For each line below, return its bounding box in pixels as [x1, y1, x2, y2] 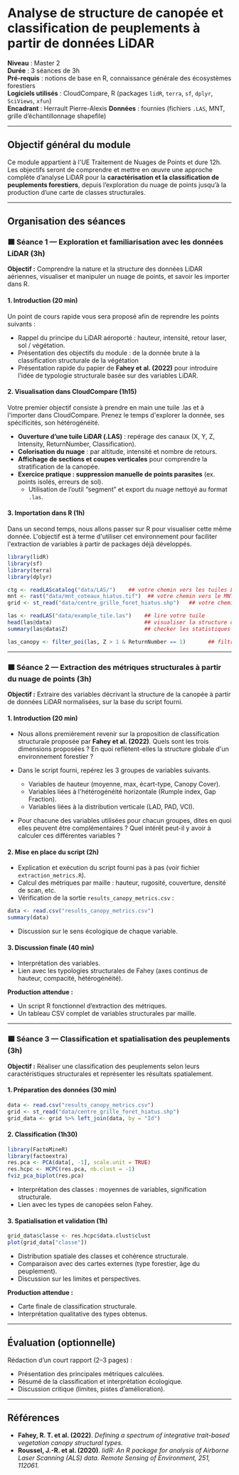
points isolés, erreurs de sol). [17, 477, 103, 486]
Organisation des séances [7, 215, 126, 228]
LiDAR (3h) [7, 249, 46, 259]
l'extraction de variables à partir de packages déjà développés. [7, 540, 192, 548]
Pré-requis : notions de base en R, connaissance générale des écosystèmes [7, 73, 232, 82]
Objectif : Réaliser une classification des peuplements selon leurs [7, 1062, 200, 1070]
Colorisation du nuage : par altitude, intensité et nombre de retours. [17, 447, 218, 456]
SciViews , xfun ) [7, 96, 52, 105]
